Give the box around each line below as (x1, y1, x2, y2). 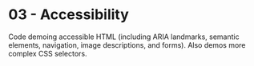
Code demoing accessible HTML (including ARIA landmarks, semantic (8, 32, 240, 41)
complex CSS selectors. (8, 49, 87, 58)
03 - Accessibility (8, 6, 130, 24)
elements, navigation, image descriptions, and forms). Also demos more (8, 40, 246, 49)
